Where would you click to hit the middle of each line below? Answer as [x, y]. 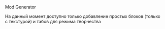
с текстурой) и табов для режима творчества [53, 22]
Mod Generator [20, 7]
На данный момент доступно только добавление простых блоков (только [83, 16]
